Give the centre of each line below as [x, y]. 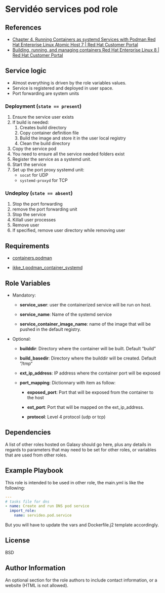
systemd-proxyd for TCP [43, 180]
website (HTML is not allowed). [37, 585]
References [23, 28]
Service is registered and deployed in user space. [63, 88]
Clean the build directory [45, 144]
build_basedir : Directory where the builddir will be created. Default [88, 358]
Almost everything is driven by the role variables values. [69, 82]
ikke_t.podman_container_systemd [47, 268]
